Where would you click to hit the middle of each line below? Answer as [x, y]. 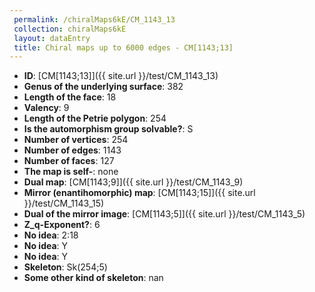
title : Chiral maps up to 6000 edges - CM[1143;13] [123, 47]
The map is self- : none [71, 172]
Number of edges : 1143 [72, 150]
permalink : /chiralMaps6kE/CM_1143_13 [94, 19]
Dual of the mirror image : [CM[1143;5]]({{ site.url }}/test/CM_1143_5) [164, 214]
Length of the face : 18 [70, 97]
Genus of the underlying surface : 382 [103, 87]
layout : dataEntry [52, 38]
